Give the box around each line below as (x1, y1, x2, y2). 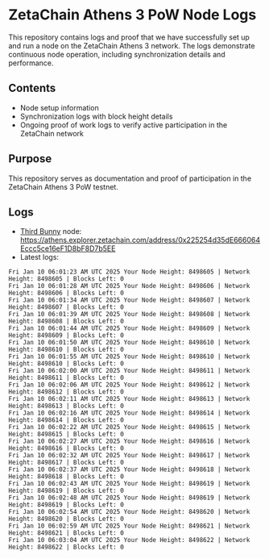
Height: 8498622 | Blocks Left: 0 (8, 543, 125, 552)
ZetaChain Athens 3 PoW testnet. (8, 181, 118, 191)
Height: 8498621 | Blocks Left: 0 (8, 529, 125, 537)
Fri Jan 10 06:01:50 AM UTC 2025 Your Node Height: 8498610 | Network (8, 339, 250, 347)
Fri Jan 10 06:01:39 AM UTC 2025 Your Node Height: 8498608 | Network (8, 311, 250, 319)
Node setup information (19, 102, 99, 112)
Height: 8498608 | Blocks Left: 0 (8, 317, 125, 326)
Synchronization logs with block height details (19, 111, 173, 121)
